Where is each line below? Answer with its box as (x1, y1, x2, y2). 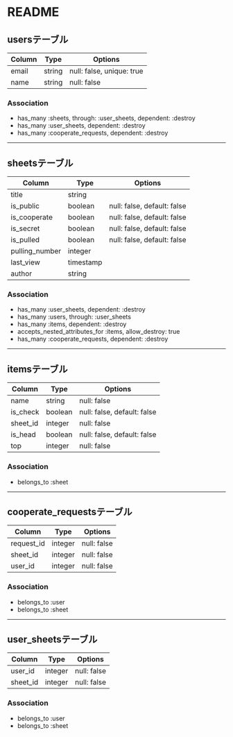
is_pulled (10, 235, 40, 245)
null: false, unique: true (69, 67, 144, 76)
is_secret (10, 223, 40, 233)
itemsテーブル (7, 363, 68, 375)
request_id (10, 539, 45, 548)
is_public (10, 201, 40, 211)
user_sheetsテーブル (7, 634, 98, 645)
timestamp (68, 257, 103, 267)
